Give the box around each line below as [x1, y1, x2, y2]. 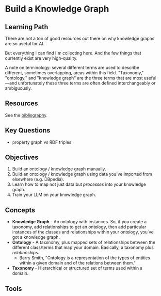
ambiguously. [5, 85, 32, 91]
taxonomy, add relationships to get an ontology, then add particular [12, 224, 146, 230]
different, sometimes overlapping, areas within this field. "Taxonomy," [5, 70, 144, 76]
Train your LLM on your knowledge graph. [12, 192, 96, 197]
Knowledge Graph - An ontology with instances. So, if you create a [12, 219, 147, 225]
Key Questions [5, 126, 50, 134]
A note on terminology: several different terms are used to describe [5, 65, 140, 70]
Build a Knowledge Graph [5, 3, 109, 15]
